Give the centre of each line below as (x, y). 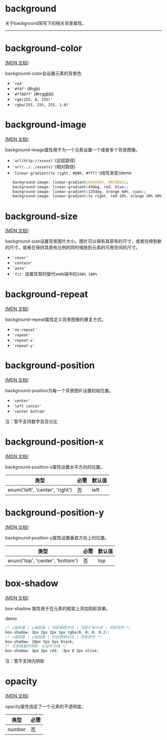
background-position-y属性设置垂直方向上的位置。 (57, 538)
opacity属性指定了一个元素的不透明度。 (45, 707)
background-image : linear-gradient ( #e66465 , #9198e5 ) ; (70, 182)
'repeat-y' (24, 346)
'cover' (20, 258)
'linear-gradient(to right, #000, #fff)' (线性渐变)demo (72, 173)
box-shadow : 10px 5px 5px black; (40, 642)
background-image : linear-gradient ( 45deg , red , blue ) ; (70, 187)
